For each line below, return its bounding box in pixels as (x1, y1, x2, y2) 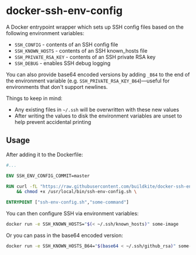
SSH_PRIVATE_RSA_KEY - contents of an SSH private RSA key (14, 53, 156, 60)
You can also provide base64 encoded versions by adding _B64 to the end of (6, 71, 190, 78)
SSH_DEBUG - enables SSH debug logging (14, 60, 111, 67)
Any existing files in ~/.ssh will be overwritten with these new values (14, 106, 180, 113)
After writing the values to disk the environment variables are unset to (14, 112, 183, 119)
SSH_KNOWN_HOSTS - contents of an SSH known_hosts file (14, 47, 148, 54)
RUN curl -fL (6, 183, 38, 189)
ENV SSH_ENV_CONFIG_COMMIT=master (6, 173, 90, 179)
